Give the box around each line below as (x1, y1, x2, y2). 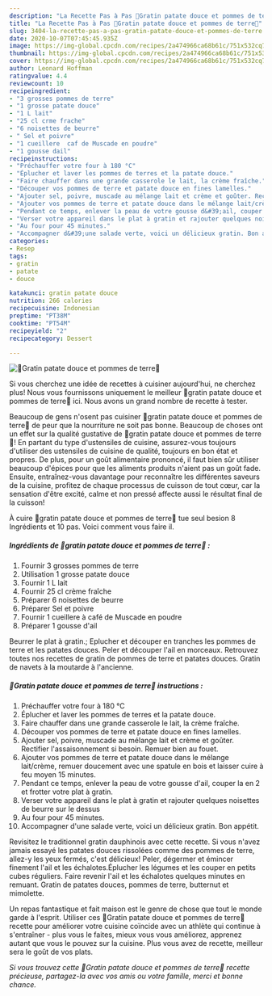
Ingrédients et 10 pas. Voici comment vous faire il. (9, 522, 174, 532)
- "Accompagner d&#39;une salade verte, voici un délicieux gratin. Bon (9, 229, 259, 238)
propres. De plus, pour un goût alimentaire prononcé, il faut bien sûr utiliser (9, 455, 259, 464)
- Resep (9, 245, 36, 253)
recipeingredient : (9, 86, 71, 95)
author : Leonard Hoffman (9, 65, 93, 73)
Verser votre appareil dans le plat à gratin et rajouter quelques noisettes (20, 796, 260, 805)
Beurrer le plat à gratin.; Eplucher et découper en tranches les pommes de (9, 637, 257, 646)
